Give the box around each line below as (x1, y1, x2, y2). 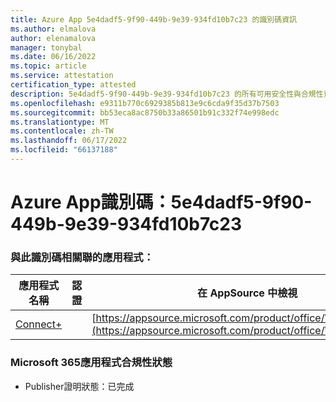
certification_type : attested (10, 80, 137, 90)
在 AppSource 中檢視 (197, 286, 298, 300)
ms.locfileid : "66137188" (10, 145, 118, 155)
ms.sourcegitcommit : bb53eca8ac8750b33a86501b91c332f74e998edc (10, 107, 280, 118)
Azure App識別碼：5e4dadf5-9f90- (10, 191, 313, 214)
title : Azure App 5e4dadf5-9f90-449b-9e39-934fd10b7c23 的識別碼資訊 (10, 14, 297, 25)
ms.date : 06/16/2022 (10, 52, 97, 62)
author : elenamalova (10, 33, 97, 43)
